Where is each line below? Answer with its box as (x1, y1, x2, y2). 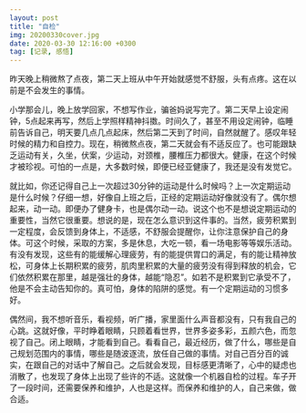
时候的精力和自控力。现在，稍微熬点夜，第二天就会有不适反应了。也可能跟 (9, 139, 289, 150)
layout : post (9, 13, 59, 23)
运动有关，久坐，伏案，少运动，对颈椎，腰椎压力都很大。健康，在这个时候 (16, 150, 297, 160)
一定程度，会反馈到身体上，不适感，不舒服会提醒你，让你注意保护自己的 (9, 226, 280, 237)
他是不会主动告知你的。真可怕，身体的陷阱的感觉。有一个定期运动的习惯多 (9, 284, 289, 294)
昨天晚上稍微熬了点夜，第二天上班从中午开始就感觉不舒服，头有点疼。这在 (9, 74, 289, 85)
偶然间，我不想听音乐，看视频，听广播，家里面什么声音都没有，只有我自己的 (9, 314, 297, 325)
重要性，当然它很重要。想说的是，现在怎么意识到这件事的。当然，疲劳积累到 (9, 215, 297, 226)
